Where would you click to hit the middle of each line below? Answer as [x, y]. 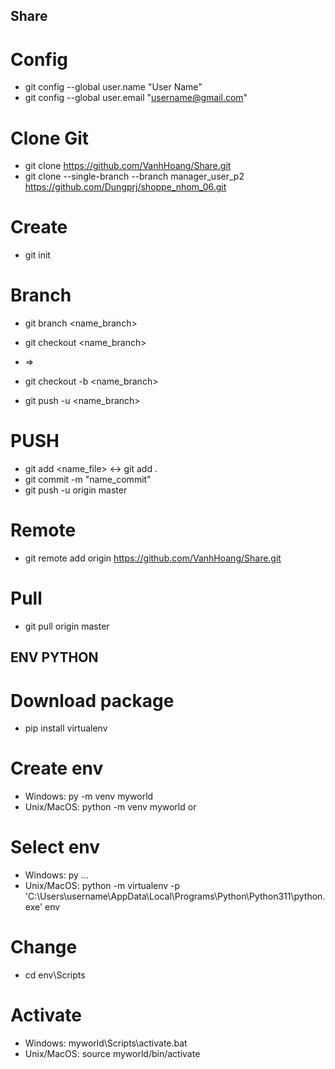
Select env [55, 847]
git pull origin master [67, 626]
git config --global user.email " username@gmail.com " [136, 98]
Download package [92, 700]
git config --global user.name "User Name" [113, 87]
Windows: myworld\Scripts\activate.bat [106, 1043]
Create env [57, 768]
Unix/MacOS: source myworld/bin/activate [112, 1054]
